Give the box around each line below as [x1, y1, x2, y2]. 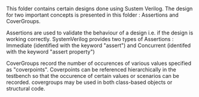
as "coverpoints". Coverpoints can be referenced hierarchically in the [6, 66, 176, 73]
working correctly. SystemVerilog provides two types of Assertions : [6, 36, 174, 42]
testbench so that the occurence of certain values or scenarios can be [6, 73, 179, 79]
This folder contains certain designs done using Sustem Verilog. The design [6, 5, 193, 12]
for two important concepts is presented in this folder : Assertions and [6, 11, 179, 18]
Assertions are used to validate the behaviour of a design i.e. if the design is [6, 29, 194, 36]
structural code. [6, 85, 45, 92]
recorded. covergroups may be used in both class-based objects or [6, 79, 173, 86]
